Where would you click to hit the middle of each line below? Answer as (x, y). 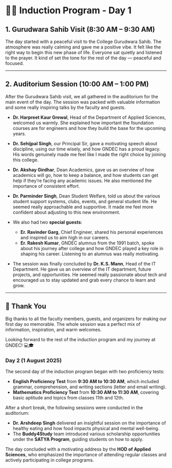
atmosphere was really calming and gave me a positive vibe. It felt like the (83, 47)
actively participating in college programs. (50, 460)
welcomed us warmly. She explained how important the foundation (83, 123)
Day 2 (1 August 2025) (34, 360)
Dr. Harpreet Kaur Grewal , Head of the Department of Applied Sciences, (89, 117)
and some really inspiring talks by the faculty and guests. (66, 107)
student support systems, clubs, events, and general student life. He (85, 201)
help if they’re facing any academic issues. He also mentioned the (82, 181)
